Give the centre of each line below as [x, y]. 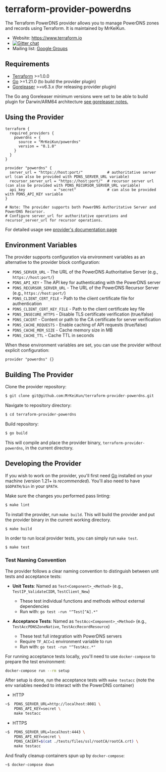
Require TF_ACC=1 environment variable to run [66, 641]
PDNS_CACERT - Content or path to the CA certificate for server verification [86, 320]
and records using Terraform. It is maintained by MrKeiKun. [65, 28]
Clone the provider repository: [36, 387]
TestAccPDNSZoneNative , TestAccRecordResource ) [61, 626]
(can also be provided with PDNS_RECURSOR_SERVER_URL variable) [73, 185]
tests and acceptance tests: [33, 576]
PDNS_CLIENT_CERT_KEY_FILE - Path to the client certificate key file [79, 309]
